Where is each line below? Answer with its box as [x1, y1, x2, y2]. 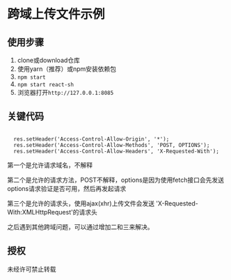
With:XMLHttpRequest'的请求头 [7, 208, 97, 216]
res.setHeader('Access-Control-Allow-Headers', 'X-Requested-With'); [13, 148, 219, 155]
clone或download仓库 [17, 56, 80, 64]
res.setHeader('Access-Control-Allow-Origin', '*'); [13, 135, 170, 143]
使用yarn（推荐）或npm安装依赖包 [17, 65, 117, 73]
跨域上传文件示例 [7, 6, 106, 22]
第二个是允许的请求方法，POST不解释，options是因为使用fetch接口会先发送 [7, 176, 225, 184]
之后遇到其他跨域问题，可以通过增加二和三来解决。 [7, 222, 154, 231]
